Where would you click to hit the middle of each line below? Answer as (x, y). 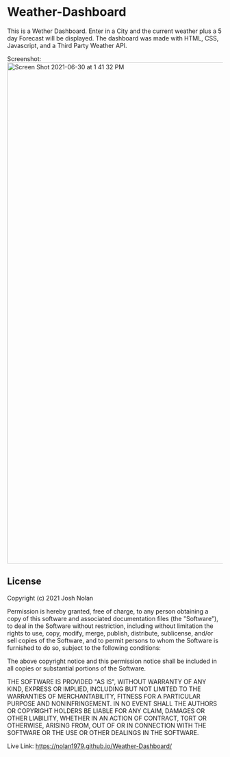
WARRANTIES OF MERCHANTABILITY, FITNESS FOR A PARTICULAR (104, 696)
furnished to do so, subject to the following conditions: (84, 648)
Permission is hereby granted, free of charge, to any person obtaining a (108, 611)
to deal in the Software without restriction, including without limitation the (110, 626)
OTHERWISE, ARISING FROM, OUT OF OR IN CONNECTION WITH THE (107, 725)
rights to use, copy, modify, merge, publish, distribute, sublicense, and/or (110, 633)
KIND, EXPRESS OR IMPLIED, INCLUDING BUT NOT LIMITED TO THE (104, 689)
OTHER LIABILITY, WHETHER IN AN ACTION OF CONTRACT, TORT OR (107, 718)
